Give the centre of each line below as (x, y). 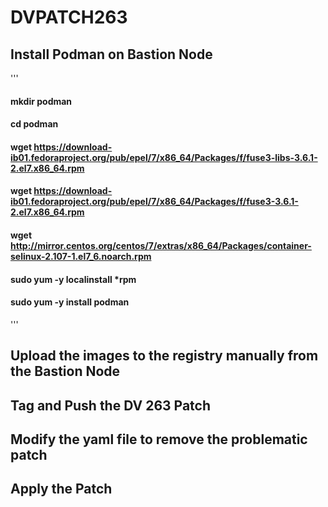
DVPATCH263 (69, 17)
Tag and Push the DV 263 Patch (110, 405)
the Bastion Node (65, 371)
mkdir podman (41, 101)
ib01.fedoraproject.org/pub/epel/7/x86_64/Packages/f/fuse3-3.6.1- (154, 202)
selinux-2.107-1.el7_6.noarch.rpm (81, 256)
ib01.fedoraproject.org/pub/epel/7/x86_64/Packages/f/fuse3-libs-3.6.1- (164, 157)
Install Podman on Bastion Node (111, 54)
